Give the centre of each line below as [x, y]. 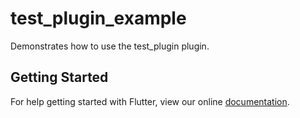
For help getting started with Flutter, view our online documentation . [150, 101]
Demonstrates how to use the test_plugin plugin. [110, 46]
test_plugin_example [98, 18]
